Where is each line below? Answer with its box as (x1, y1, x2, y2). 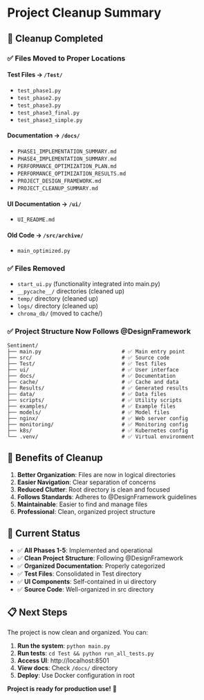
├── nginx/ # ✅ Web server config (7, 415, 189, 422)
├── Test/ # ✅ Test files (7, 360, 167, 367)
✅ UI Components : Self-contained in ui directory (17, 577, 157, 585)
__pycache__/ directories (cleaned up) (17, 287, 125, 295)
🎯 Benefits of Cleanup (7, 452, 103, 464)
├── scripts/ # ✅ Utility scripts (7, 397, 182, 403)
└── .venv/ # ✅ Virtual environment (7, 433, 195, 440)
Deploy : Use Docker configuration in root (17, 672, 135, 680)
